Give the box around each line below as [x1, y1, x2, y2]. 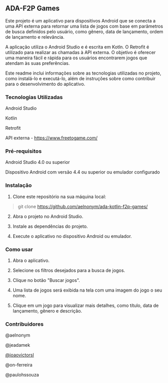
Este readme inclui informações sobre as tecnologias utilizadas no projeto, [5, 70, 161, 76]
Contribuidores [5, 320, 44, 327]
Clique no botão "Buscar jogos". [12, 277, 80, 283]
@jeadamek [5, 342, 31, 348]
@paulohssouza [5, 372, 39, 378]
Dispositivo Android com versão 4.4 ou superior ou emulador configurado [5, 169, 160, 175]
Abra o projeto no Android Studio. [12, 213, 83, 219]
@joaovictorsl [5, 352, 34, 358]
